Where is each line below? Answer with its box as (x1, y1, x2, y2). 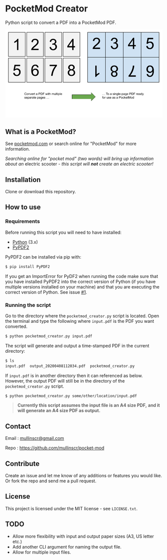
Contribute (5, 459, 40, 468)
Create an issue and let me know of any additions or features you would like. (5, 473, 163, 479)
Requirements (5, 218, 40, 225)
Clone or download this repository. (5, 189, 76, 195)
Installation (5, 175, 41, 184)
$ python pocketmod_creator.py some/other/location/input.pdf (5, 393, 137, 399)
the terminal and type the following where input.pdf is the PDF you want (5, 318, 155, 324)
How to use (5, 203, 41, 212)
